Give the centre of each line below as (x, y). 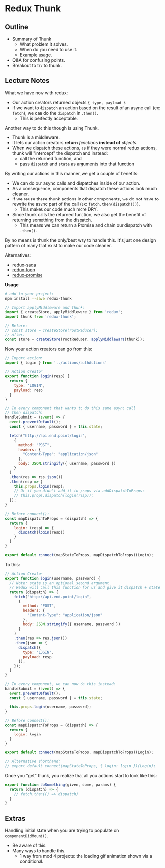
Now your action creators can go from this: (49, 349)
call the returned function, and (50, 158)
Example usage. (36, 55)
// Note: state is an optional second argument (60, 583)
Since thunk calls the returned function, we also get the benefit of (79, 214)
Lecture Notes (27, 81)
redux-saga (24, 265)
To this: (13, 564)
